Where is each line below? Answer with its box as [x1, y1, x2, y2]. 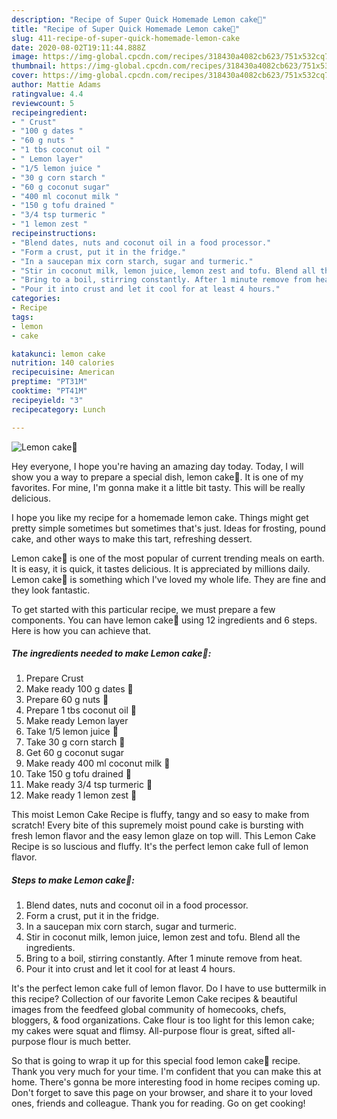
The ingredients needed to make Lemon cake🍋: [11, 647, 212, 660]
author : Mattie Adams [11, 80, 102, 90]
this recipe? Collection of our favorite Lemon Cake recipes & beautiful [11, 993, 298, 1005]
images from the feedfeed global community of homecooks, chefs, [11, 1004, 287, 1016]
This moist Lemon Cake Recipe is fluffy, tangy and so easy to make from [11, 809, 310, 821]
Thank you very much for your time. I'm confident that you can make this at [11, 1066, 322, 1078]
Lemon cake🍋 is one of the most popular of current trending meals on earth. [11, 552, 325, 564]
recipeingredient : [11, 107, 88, 118]
